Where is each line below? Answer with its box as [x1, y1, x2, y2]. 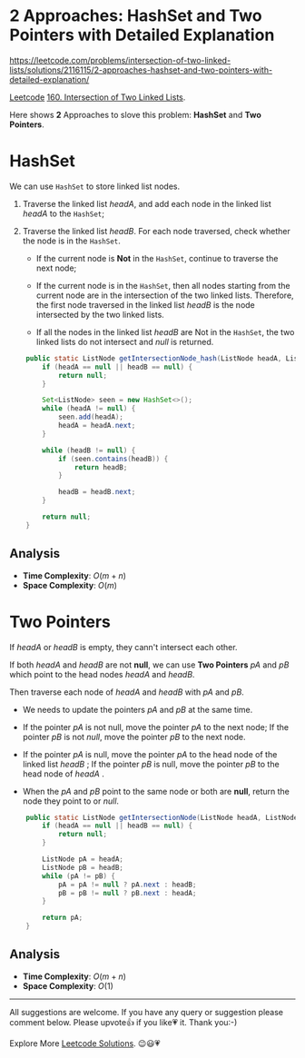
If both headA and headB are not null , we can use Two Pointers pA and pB [9, 659, 290, 670]
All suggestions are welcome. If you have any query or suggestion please [9, 1006, 284, 1017]
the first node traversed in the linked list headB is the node [35, 299, 256, 310]
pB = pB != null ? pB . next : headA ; [57, 888, 197, 897]
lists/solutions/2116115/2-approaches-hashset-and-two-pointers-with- [9, 64, 273, 75]
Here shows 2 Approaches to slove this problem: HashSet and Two [9, 109, 261, 120]
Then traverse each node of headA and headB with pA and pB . [9, 687, 245, 697]
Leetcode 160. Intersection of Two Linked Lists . [9, 92, 186, 103]
